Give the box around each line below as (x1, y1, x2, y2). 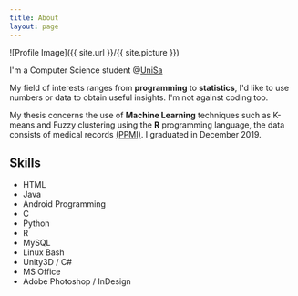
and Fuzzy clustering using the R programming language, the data (36, 119, 285, 130)
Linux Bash (22, 247, 65, 258)
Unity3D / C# (22, 257, 73, 268)
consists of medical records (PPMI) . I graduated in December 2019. (9, 128, 262, 139)
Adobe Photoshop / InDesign (22, 276, 132, 287)
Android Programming (22, 199, 107, 209)
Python (22, 218, 50, 229)
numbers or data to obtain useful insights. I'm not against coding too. (9, 92, 269, 103)
